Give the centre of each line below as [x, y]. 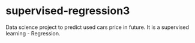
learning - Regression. [33, 33]
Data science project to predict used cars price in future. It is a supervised [97, 27]
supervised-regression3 [68, 11]
